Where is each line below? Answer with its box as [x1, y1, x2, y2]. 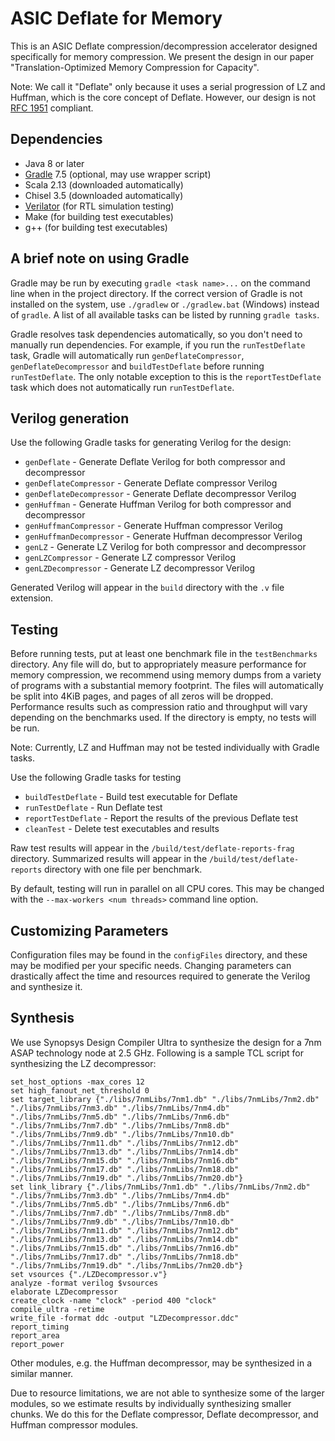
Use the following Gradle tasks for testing [10, 772, 182, 784]
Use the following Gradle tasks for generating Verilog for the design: [10, 437, 292, 449]
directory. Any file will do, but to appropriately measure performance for [10, 658, 307, 671]
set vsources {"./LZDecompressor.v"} [10, 1269, 168, 1279]
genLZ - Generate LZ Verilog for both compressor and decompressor [24, 541, 307, 553]
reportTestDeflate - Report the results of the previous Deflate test [24, 812, 298, 824]
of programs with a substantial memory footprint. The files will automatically [10, 680, 324, 692]
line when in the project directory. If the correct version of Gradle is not [10, 287, 303, 299]
